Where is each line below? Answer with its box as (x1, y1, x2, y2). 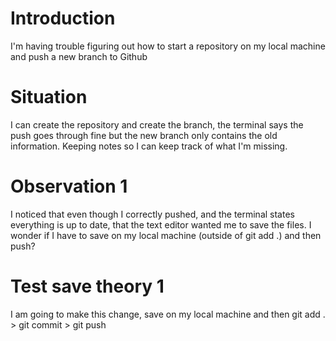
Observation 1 (10, 175, 128, 198)
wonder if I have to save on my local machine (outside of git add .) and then (10, 229, 322, 241)
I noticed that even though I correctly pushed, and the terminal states (10, 208, 295, 220)
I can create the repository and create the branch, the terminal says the (10, 118, 304, 131)
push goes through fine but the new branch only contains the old (10, 129, 278, 141)
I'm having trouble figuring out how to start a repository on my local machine (10, 40, 326, 52)
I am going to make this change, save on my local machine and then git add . (10, 308, 326, 320)
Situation (10, 86, 88, 109)
